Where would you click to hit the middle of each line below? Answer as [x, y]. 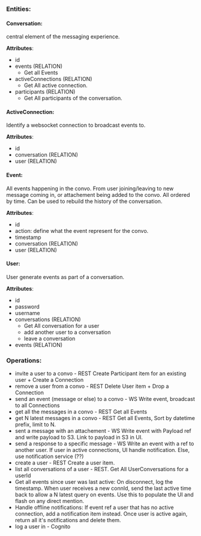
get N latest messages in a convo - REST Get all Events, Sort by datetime [105, 418]
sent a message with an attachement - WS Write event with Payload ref [103, 431]
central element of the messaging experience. [63, 37]
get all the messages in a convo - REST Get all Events [81, 412]
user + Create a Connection [49, 380]
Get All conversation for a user [61, 325]
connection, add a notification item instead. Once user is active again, [101, 514]
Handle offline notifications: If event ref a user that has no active [94, 507]
